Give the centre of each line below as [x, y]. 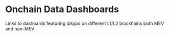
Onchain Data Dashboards [62, 9]
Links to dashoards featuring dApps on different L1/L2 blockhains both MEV [85, 23]
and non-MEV [20, 28]
